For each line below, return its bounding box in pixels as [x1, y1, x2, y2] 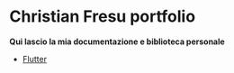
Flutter [22, 53, 48, 64]
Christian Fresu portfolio [9, 6, 196, 27]
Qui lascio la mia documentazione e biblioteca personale [9, 36, 225, 47]
